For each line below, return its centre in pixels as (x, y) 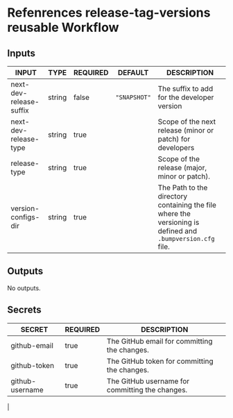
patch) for (174, 139)
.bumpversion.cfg (186, 239)
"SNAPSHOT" (133, 98)
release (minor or (186, 130)
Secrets (24, 310)
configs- (25, 217)
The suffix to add (185, 89)
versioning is (179, 222)
